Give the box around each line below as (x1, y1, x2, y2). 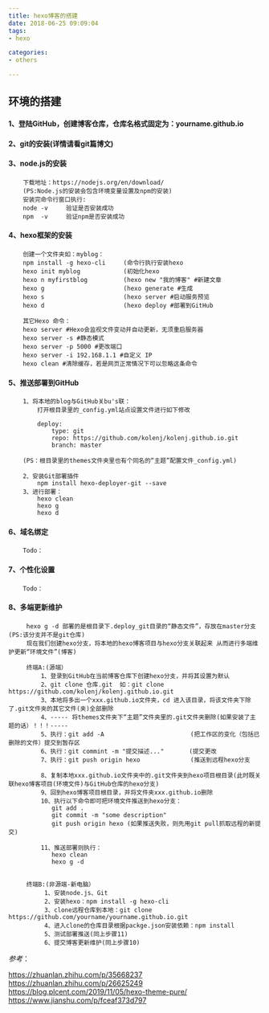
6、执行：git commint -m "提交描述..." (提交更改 (40, 747, 217, 755)
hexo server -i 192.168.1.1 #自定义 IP (22, 351, 153, 359)
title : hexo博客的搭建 (8, 11, 79, 20)
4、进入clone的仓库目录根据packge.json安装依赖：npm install (43, 921, 235, 929)
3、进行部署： (22, 488, 63, 496)
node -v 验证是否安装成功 (22, 204, 114, 212)
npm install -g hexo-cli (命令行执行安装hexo (22, 259, 184, 267)
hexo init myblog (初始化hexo (22, 267, 160, 276)
